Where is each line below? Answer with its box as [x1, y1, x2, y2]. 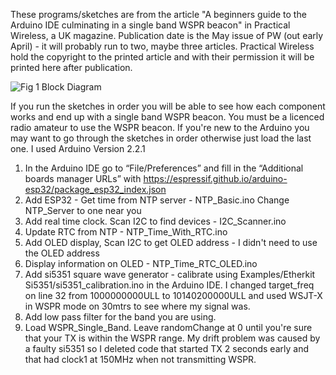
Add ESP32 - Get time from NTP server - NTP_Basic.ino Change [24, 194, 290, 206]
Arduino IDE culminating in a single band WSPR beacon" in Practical [10, 19, 291, 31]
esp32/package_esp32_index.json [24, 184, 167, 195]
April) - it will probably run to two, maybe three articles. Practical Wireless [10, 40, 315, 52]
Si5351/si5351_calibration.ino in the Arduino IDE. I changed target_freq [24, 279, 315, 291]
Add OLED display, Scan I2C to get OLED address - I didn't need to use [24, 237, 318, 248]
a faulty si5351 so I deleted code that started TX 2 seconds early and [24, 343, 309, 354]
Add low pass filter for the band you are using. [24, 311, 217, 323]
